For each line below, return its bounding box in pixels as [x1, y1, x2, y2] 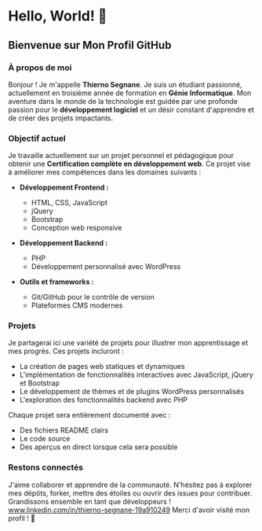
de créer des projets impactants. [8, 113, 114, 123]
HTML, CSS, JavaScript [31, 198, 107, 208]
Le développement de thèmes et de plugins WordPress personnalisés [19, 387, 245, 396]
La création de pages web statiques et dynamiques [19, 362, 186, 371]
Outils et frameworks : [19, 277, 94, 286]
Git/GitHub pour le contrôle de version [31, 293, 155, 302]
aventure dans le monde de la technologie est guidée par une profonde [8, 96, 238, 105]
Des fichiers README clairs [19, 426, 108, 435]
